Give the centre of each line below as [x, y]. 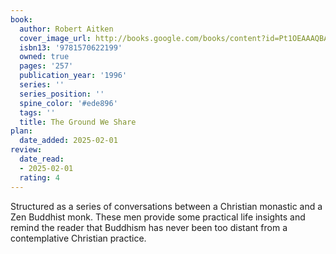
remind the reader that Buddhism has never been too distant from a [149, 227]
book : [21, 19]
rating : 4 [39, 177]
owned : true [44, 57]
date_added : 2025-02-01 [68, 141]
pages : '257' [46, 66]
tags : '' [37, 112]
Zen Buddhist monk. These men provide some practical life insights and [158, 217]
